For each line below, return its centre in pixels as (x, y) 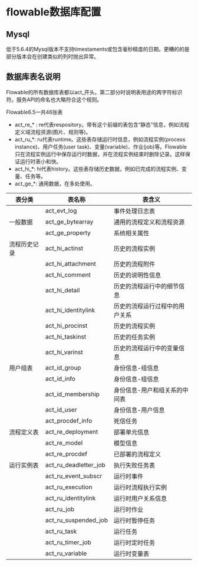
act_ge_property (68, 232)
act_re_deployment (72, 432)
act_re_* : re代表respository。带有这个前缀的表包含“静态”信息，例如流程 (102, 124)
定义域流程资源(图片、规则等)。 (53, 132)
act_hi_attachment (70, 264)
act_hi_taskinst (66, 337)
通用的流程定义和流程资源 (149, 222)
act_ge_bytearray (69, 222)
